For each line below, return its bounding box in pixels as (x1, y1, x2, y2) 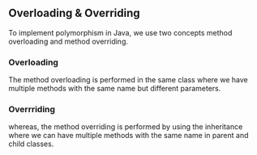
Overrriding (8, 104, 55, 115)
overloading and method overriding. (8, 36, 128, 46)
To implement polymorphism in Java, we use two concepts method (8, 27, 233, 37)
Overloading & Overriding (8, 6, 140, 20)
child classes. (8, 139, 54, 149)
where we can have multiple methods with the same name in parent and (8, 131, 249, 140)
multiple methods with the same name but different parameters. (8, 84, 221, 94)
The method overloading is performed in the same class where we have (8, 75, 249, 85)
